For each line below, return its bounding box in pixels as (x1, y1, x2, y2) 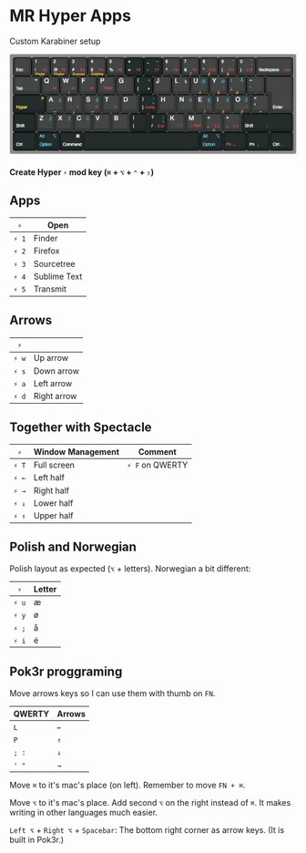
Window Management (33, 446, 120, 457)
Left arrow (33, 377, 73, 388)
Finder (33, 233, 58, 244)
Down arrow (33, 365, 80, 376)
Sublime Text (33, 271, 83, 282)
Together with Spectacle (9, 419, 152, 435)
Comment (138, 446, 178, 457)
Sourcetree (33, 258, 76, 269)
